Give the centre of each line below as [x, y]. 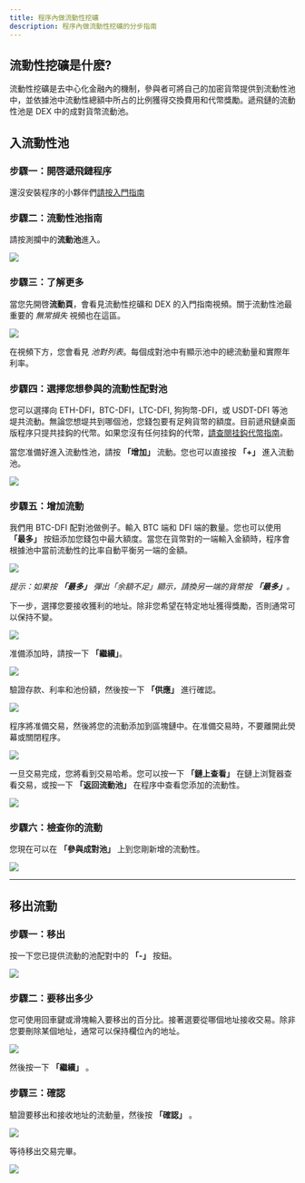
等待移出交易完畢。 [45, 1151]
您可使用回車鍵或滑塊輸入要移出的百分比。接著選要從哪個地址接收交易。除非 [152, 1020]
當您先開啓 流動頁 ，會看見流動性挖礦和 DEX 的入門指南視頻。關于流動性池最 [151, 304]
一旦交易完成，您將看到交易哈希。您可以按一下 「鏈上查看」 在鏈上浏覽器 [147, 774]
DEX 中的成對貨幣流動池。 [84, 112]
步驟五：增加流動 [47, 506]
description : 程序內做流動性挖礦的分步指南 [83, 26]
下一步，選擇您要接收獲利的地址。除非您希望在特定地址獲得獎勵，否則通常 [148, 606]
